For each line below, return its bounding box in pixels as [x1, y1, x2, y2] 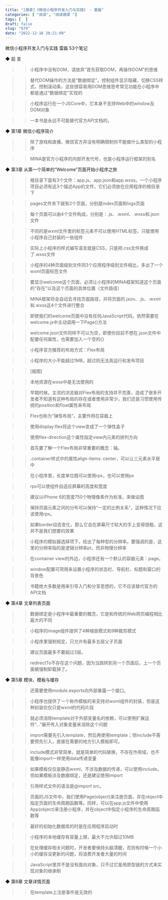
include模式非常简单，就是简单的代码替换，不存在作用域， [30, 749, 151, 755]
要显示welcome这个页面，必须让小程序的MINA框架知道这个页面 [30, 279, 161, 285]
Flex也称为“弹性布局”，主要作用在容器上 [30, 413, 113, 419]
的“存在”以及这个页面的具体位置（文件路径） [30, 285, 122, 291]
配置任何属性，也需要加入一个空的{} [30, 336, 104, 342]
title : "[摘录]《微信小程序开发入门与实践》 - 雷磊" [5, 7, 104, 13]
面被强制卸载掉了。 [30, 666, 70, 672]
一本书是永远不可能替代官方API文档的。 [30, 118, 112, 123]
